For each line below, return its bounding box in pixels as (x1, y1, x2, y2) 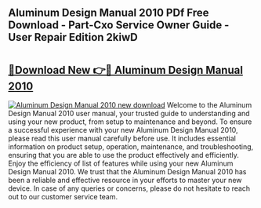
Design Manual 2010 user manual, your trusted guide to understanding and (8, 109, 250, 118)
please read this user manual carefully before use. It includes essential (8, 133, 237, 143)
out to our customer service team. (8, 192, 118, 201)
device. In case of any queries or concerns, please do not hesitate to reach (8, 184, 251, 193)
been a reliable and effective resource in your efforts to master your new (8, 176, 242, 184)
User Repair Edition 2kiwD (8, 31, 139, 44)
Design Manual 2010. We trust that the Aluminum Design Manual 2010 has (8, 167, 247, 176)
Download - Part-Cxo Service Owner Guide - (8, 19, 230, 32)
